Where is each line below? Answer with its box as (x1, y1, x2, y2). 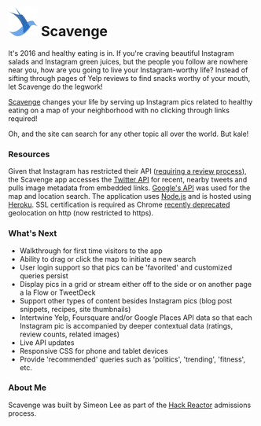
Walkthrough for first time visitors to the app (19, 246, 163, 255)
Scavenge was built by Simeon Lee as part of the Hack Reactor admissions (8, 400, 252, 409)
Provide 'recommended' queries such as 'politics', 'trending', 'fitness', (19, 354, 246, 364)
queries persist (19, 270, 68, 281)
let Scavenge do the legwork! (8, 82, 104, 91)
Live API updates (19, 337, 75, 347)
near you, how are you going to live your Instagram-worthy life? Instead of (8, 65, 248, 75)
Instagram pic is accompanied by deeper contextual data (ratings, (19, 321, 233, 330)
